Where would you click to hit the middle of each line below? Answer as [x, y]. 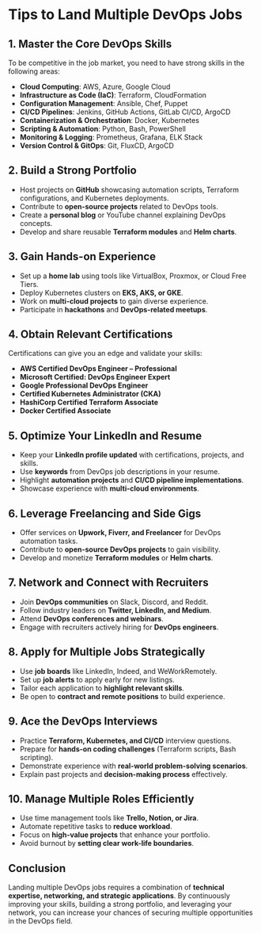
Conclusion [37, 868]
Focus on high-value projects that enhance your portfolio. [115, 835]
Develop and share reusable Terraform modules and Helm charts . [128, 231]
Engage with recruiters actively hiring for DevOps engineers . [119, 627]
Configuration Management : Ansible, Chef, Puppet [104, 103]
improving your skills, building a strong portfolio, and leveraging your [120, 904]
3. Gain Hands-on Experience [82, 256]
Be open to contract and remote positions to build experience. [122, 696]
